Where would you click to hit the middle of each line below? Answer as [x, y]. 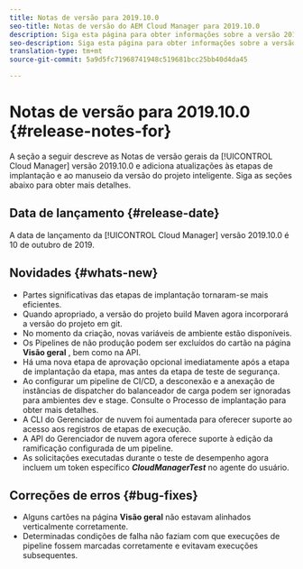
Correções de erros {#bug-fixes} [104, 496]
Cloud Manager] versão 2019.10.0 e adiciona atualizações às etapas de [141, 165]
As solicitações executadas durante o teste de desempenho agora [145, 457]
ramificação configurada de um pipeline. [98, 448]
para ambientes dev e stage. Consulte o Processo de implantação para [154, 400]
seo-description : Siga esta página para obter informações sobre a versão [153, 43]
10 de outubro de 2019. [52, 244]
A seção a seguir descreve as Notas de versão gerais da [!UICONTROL [141, 156]
